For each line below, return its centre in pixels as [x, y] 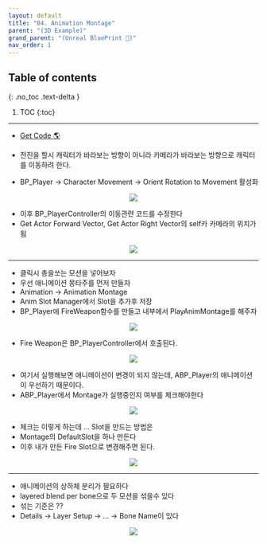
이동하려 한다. [50, 165]
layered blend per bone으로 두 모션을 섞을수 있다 [97, 495]
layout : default [35, 16]
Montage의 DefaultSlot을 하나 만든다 [78, 436]
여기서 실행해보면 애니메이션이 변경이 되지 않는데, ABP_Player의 [119, 374]
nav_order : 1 [30, 45]
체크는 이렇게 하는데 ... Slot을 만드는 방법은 [86, 426]
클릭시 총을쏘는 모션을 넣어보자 [68, 272]
